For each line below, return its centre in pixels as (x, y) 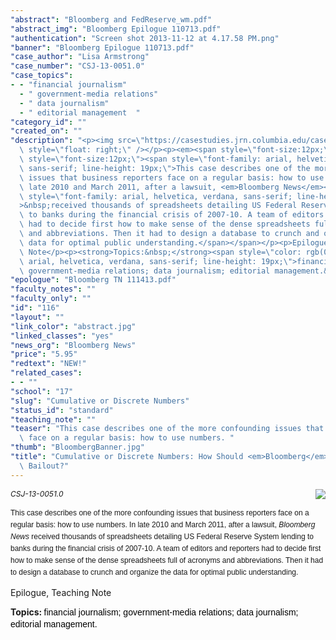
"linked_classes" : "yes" (62, 336)
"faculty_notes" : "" (53, 289)
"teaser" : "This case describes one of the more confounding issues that (167, 429)
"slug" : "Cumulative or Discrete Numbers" (100, 401)
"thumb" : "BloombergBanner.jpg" (77, 447)
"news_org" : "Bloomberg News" (73, 345)
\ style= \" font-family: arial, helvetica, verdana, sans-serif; (156, 196)
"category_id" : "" (48, 122)
